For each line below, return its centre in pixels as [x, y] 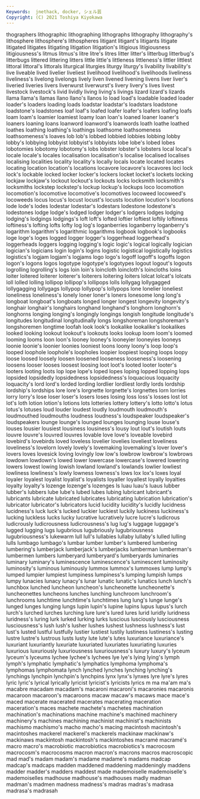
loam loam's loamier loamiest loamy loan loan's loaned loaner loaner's [93, 117]
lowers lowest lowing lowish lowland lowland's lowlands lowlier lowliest [94, 466]
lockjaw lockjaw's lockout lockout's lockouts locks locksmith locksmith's [95, 181]
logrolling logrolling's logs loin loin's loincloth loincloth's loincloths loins [94, 269]
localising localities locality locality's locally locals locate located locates [95, 161]
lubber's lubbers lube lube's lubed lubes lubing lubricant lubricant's [89, 492]
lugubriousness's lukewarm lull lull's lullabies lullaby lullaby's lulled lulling [96, 536]
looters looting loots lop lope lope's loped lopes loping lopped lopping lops [98, 371]
